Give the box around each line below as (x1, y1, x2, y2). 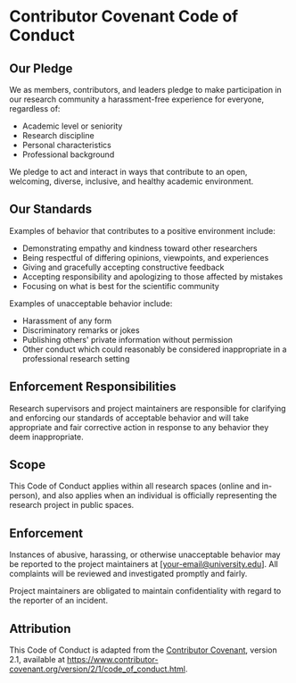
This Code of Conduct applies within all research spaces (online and (9, 480, 260, 492)
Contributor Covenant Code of (9, 6, 239, 27)
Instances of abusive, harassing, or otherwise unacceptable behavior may (9, 549, 281, 560)
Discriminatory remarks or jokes (21, 324, 140, 336)
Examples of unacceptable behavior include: (9, 297, 173, 309)
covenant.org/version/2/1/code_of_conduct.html (9, 663, 185, 675)
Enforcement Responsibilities (9, 379, 177, 395)
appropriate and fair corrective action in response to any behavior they (9, 421, 269, 432)
